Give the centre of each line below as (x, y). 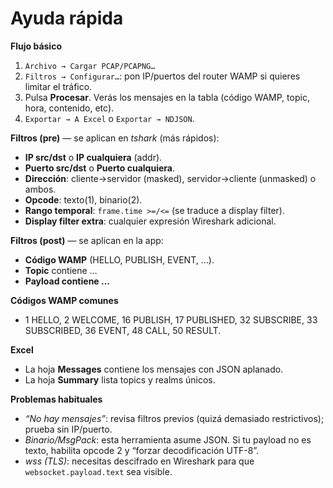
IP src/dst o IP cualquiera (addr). (93, 157)
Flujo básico (36, 46)
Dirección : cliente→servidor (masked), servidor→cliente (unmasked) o (170, 178)
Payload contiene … (67, 281)
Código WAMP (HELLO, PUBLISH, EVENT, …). (119, 259)
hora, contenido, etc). (69, 108)
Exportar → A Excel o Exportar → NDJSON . (109, 118)
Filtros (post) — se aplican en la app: (87, 240)
